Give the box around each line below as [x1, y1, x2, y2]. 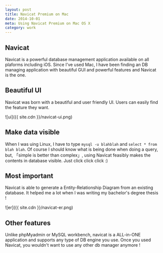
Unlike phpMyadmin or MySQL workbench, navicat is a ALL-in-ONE [5, 232, 141, 238]
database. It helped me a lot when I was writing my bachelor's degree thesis [5, 190, 159, 196]
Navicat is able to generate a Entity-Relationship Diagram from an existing [5, 184, 153, 191]
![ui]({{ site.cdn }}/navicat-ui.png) [5, 114, 73, 120]
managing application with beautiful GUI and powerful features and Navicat [5, 67, 157, 72]
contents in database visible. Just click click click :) [5, 158, 108, 163]
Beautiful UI [5, 86, 41, 94]
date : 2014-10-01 [5, 16, 41, 21]
